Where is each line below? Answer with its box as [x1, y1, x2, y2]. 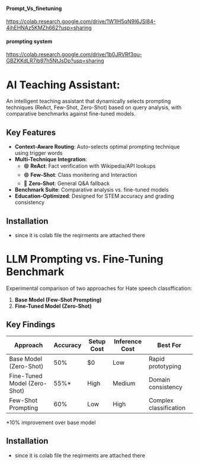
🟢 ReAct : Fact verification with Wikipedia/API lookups [23, 163, 156, 170]
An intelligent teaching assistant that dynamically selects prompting [6, 98, 171, 105]
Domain [149, 375, 171, 384]
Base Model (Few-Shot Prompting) [14, 296, 102, 303]
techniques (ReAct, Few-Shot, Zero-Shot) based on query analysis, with [6, 104, 182, 111]
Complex [149, 396, 174, 405]
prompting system [6, 37, 53, 44]
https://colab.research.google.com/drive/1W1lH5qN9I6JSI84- [6, 18, 156, 25]
